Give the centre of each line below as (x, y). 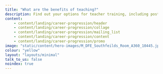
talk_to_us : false (24, 59)
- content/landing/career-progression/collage (62, 28)
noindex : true (19, 64)
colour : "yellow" (23, 50)
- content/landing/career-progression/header (61, 23)
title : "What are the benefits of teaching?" (52, 9)
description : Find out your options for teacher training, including (77, 14)
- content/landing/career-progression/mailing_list (67, 32)
